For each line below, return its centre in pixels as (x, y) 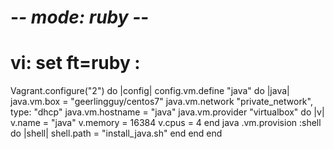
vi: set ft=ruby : (75, 63)
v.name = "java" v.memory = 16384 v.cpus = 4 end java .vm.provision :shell (166, 123)
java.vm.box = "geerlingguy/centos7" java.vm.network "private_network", (161, 102)
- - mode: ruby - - (80, 17)
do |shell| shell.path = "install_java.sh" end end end (116, 133)
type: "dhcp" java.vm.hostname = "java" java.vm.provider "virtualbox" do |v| (167, 112)
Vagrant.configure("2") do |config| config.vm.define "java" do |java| (150, 91)
